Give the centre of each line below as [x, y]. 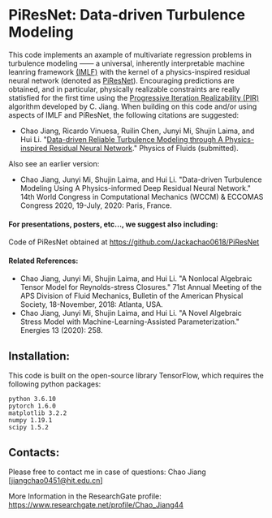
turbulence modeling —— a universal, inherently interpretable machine [127, 63]
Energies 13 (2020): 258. [61, 330]
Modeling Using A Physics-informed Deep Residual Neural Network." [136, 188]
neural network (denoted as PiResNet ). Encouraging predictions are [121, 80]
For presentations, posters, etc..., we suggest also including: [113, 224]
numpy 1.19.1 [30, 421]
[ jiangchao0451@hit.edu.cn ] [56, 480]
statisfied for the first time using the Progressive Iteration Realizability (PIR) [134, 97]
